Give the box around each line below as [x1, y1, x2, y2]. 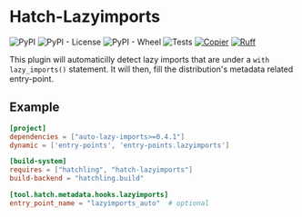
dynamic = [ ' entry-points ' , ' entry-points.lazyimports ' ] [9, 141, 230, 150]
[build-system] [9, 157, 67, 166]
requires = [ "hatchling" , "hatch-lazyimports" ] [9, 165, 194, 174]
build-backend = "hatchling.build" [9, 174, 145, 183]
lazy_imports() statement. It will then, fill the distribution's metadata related [9, 64, 294, 74]
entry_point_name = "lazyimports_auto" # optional [9, 198, 209, 208]
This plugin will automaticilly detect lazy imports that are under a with [9, 54, 270, 64]
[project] [9, 123, 47, 133]
